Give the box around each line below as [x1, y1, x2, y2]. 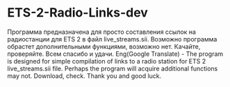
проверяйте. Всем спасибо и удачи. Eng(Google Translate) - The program [7, 50, 224, 58]
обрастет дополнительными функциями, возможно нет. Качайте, [7, 42, 201, 50]
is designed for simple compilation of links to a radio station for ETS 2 [7, 57, 206, 65]
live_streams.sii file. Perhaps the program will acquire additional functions [7, 64, 218, 72]
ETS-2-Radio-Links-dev [7, 5, 148, 21]
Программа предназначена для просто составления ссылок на [7, 28, 197, 36]
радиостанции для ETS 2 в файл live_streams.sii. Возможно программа [7, 35, 217, 43]
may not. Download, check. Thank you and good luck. [7, 71, 162, 80]
